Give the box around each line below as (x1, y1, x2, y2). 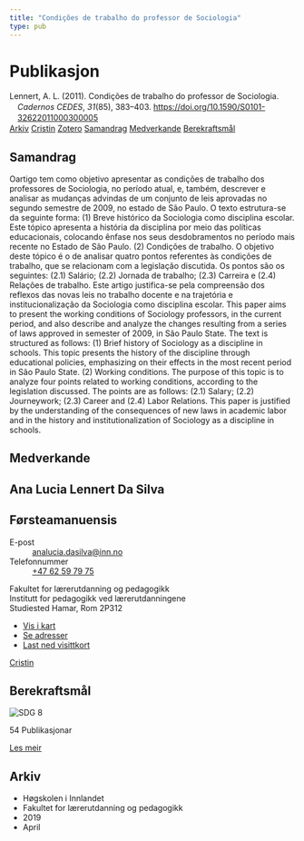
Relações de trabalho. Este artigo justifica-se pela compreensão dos (9, 279, 265, 291)
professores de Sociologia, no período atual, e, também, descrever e (9, 183, 266, 193)
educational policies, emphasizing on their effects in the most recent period (9, 356, 292, 368)
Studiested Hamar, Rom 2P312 (9, 602, 123, 613)
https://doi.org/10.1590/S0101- (152, 102, 266, 113)
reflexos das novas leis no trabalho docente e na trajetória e (9, 289, 233, 300)
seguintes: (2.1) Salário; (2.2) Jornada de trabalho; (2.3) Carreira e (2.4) (9, 270, 277, 281)
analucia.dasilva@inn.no (32, 546, 123, 557)
